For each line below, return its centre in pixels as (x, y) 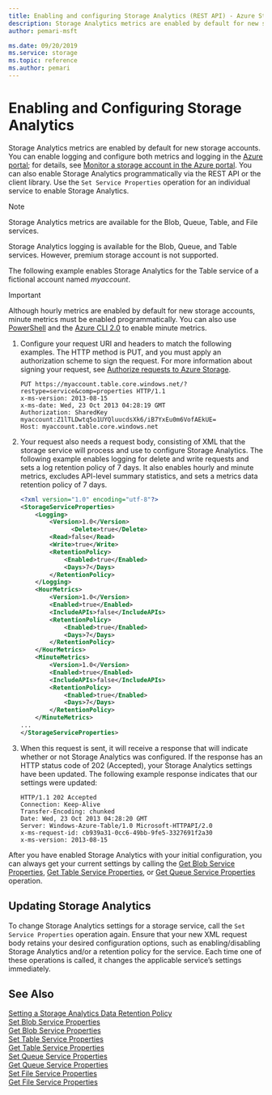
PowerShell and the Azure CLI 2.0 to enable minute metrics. (108, 328)
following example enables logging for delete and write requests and (134, 459)
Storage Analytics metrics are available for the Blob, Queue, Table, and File (133, 222)
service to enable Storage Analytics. (69, 190)
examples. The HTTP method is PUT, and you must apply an (121, 352)
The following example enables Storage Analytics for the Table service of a (134, 270)
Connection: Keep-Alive (60, 804)
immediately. (30, 969)
